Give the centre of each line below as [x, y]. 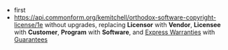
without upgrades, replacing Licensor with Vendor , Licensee [133, 25]
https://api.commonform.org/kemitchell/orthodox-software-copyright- [115, 17]
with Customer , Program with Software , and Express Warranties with [114, 32]
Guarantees [30, 40]
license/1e [28, 25]
